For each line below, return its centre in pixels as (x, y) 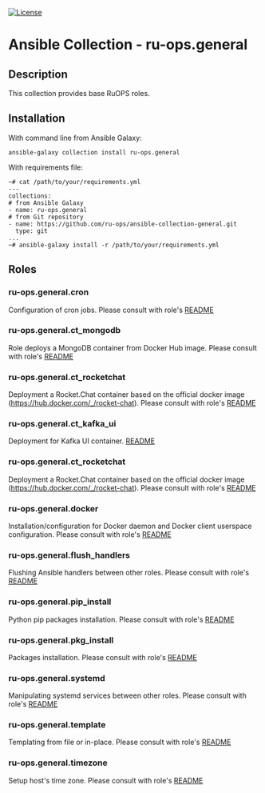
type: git (32, 231)
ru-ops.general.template (57, 725)
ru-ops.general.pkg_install (61, 640)
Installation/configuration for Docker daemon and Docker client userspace (130, 526)
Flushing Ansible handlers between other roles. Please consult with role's (129, 573)
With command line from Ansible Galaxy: (75, 138)
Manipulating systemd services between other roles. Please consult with (128, 695)
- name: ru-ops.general (48, 210)
